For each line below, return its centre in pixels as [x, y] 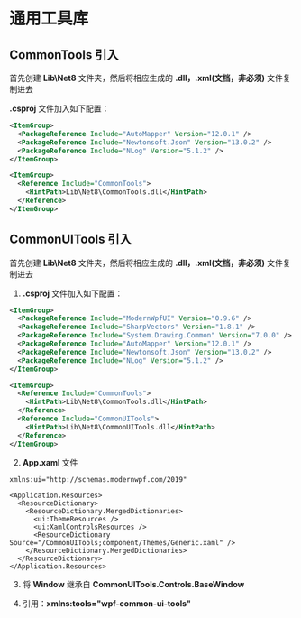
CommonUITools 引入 [71, 240]
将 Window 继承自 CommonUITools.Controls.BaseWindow [133, 584]
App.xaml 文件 [50, 462]
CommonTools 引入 [64, 55]
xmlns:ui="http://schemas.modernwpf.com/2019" [98, 479]
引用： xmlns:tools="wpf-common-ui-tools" [107, 603]
